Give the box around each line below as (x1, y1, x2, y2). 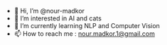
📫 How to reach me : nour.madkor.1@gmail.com (14, 30, 155, 38)
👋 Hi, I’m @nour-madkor (14, 7, 85, 15)
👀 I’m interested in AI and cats (14, 14, 102, 22)
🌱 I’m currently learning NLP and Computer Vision (14, 22, 160, 30)
